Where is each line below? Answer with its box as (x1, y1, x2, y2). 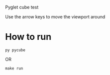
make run (5, 66, 23, 71)
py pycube (5, 47, 26, 53)
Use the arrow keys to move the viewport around (5, 14, 106, 19)
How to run (5, 31, 52, 43)
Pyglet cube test (5, 4, 39, 10)
